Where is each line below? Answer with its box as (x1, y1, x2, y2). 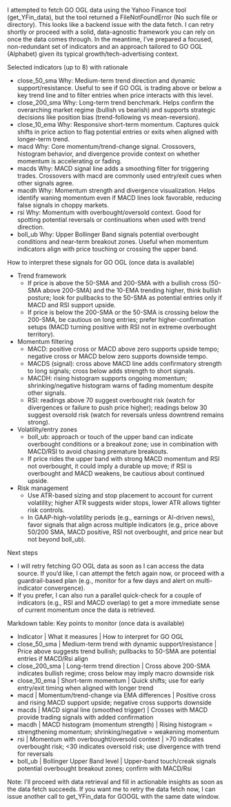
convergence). (43, 584, 86, 592)
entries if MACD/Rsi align (17, 655, 88, 662)
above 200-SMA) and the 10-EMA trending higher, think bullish (42, 286, 221, 294)
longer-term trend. (17, 135, 70, 143)
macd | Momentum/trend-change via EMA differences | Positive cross (17, 691, 216, 699)
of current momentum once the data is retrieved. (17, 606, 156, 614)
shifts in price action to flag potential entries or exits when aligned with (17, 127, 219, 136)
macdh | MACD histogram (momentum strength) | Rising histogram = (17, 720, 213, 728)
